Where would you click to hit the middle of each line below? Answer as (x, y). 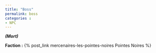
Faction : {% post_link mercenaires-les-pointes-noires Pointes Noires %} (78, 45)
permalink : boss (21, 14)
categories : (18, 18)
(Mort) (12, 36)
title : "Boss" (19, 9)
